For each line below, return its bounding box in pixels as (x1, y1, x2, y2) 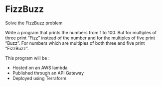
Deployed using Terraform (12, 75, 66, 81)
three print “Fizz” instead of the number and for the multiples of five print (5, 35, 156, 41)
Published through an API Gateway (12, 70, 84, 76)
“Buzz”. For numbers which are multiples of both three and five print (5, 40, 145, 46)
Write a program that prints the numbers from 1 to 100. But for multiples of (5, 29, 157, 35)
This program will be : (5, 55, 50, 61)
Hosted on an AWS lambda (12, 65, 68, 71)
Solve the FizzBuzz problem (5, 20, 63, 26)
